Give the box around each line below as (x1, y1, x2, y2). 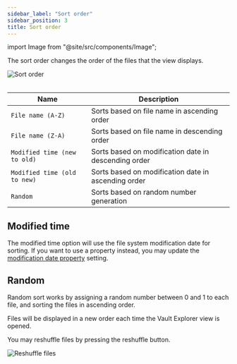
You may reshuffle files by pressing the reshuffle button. (7, 336, 171, 344)
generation (91, 196, 128, 206)
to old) (11, 156, 37, 164)
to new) (11, 176, 37, 184)
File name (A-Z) (11, 111, 66, 120)
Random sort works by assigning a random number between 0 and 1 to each (7, 293, 229, 301)
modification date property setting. (7, 254, 109, 262)
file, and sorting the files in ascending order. (7, 301, 135, 309)
